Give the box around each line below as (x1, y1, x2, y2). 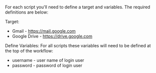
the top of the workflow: (5, 48, 53, 54)
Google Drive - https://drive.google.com (12, 34, 92, 39)
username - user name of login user (12, 57, 85, 63)
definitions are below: (5, 9, 49, 15)
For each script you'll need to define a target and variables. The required (5, 4, 151, 10)
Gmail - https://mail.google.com (12, 28, 76, 34)
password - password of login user (12, 63, 83, 68)
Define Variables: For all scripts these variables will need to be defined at (5, 43, 151, 48)
